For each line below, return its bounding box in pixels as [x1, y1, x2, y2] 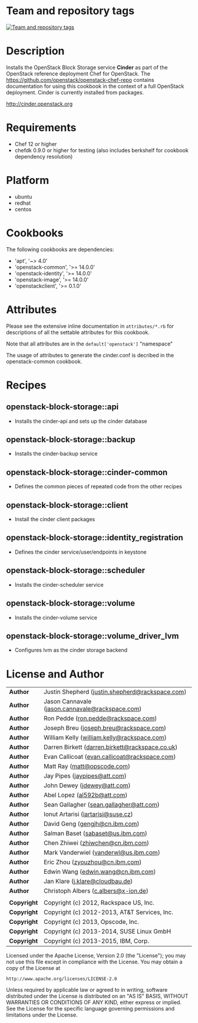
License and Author [6, 667, 104, 680]
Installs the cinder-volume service [14, 614, 97, 621]
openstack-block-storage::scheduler [6, 565, 146, 575]
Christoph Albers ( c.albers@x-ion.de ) [43, 887, 148, 895]
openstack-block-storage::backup [6, 435, 136, 445]
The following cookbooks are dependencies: [6, 246, 114, 253]
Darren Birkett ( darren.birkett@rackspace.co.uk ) [43, 743, 178, 751]
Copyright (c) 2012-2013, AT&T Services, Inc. [43, 908, 174, 916]
